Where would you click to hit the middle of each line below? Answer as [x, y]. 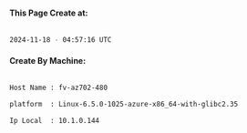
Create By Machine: [48, 60]
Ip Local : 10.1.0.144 [55, 121]
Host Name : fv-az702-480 [58, 88]
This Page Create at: [49, 13]
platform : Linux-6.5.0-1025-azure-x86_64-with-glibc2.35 [124, 105]
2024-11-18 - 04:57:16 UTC [61, 40]
